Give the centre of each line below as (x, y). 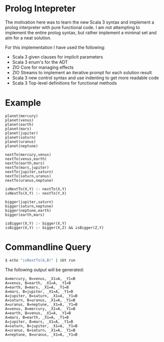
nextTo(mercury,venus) (28, 155)
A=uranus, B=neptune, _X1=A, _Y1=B (41, 304)
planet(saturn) (21, 137)
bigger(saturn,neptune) (29, 206)
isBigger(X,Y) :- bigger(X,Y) (36, 223)
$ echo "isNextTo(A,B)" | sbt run (40, 260)
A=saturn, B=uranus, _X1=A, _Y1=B (40, 300)
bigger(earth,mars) (25, 215)
